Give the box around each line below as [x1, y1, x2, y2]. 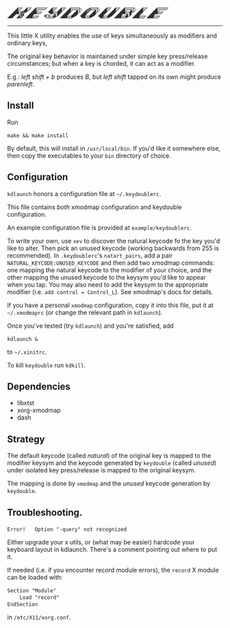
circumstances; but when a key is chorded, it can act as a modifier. [7, 60, 196, 67]
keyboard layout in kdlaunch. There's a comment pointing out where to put [7, 546, 218, 554]
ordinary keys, [7, 39, 48, 47]
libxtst [16, 399, 35, 407]
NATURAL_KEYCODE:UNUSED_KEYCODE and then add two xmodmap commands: [7, 258, 215, 267]
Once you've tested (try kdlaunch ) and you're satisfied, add [7, 322, 174, 330]
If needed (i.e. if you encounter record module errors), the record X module [7, 566, 219, 575]
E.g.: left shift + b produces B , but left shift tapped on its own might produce [7, 73, 221, 81]
